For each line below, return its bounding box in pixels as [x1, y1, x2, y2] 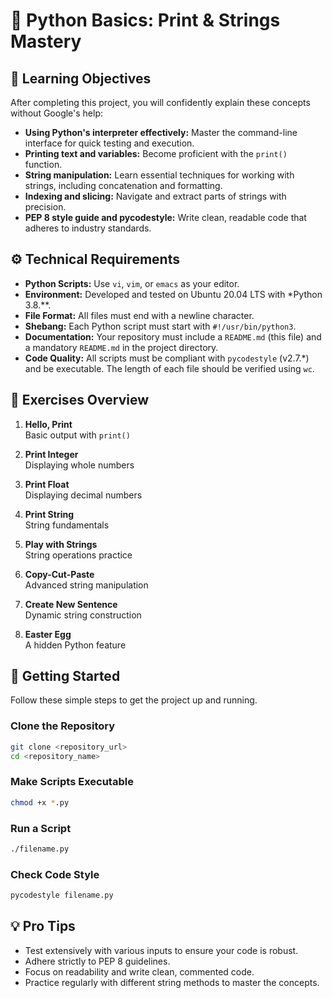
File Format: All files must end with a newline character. [24, 309, 255, 321]
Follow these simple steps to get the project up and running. [10, 694, 258, 706]
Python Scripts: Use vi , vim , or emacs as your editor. [24, 277, 240, 289]
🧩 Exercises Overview [10, 392, 150, 409]
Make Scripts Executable [10, 775, 134, 789]
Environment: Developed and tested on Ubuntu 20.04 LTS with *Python [24, 288, 323, 300]
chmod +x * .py [10, 797, 70, 808]
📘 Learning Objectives [10, 70, 152, 87]
